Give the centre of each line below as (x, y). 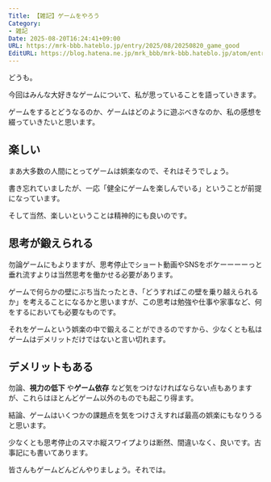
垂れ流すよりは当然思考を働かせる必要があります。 (93, 274)
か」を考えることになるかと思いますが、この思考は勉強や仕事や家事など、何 (135, 302)
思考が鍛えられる (51, 243)
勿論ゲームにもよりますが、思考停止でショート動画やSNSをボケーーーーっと (135, 264)
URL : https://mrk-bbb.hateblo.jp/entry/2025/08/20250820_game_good (124, 46)
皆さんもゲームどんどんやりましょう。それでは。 (89, 470)
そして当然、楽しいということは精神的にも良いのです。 (100, 215)
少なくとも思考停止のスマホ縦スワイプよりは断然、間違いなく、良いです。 (131, 442)
